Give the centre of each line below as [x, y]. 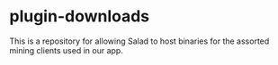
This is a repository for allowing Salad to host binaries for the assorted [139, 41]
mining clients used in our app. [66, 50]
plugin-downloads [80, 16]
